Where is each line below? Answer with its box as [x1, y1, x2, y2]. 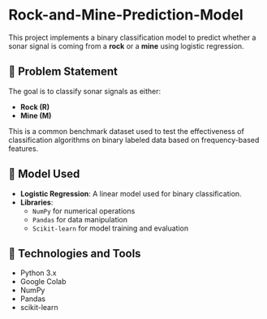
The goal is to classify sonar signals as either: [8, 86, 161, 96]
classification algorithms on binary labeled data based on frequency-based [8, 135, 260, 144]
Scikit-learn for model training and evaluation [32, 223, 189, 233]
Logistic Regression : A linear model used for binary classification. [19, 188, 242, 198]
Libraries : [19, 197, 54, 207]
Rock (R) [19, 101, 50, 111]
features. [8, 144, 39, 153]
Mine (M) [19, 110, 52, 120]
